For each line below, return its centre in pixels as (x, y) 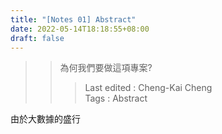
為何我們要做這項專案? (106, 68)
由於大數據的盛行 (45, 119)
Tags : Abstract (116, 98)
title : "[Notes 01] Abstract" (73, 19)
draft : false (37, 38)
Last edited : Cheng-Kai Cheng (148, 88)
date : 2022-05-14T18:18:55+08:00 (80, 29)
